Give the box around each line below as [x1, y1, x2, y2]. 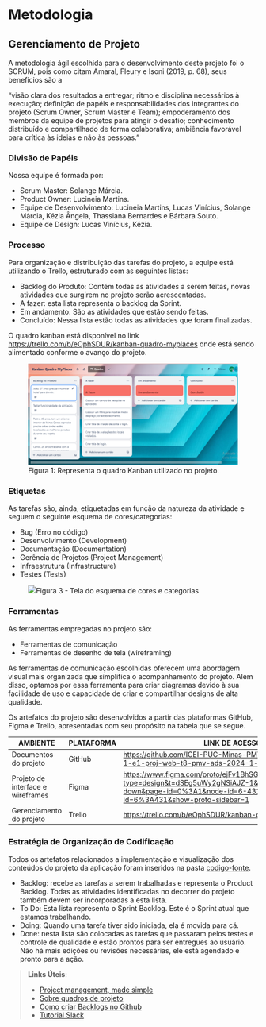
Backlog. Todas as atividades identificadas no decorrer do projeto [19, 886, 235, 896]
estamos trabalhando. [19, 912, 91, 921]
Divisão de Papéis [8, 153, 78, 164]
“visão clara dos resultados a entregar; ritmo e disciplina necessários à [8, 91, 240, 100]
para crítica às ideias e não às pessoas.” [8, 133, 140, 142]
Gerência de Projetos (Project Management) [19, 553, 164, 562]
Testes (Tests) [19, 569, 66, 579]
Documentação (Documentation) [19, 544, 127, 554]
